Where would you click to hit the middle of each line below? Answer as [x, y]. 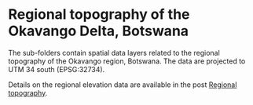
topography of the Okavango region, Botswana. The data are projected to [127, 61]
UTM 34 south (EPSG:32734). [57, 69]
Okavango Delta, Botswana [99, 31]
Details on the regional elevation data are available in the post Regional [123, 85]
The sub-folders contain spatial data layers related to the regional [114, 52]
